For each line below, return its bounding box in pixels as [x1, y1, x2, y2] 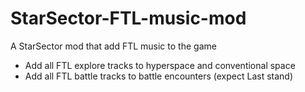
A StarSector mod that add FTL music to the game [10, 40, 217, 52]
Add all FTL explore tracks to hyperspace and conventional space [24, 59, 296, 71]
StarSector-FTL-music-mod [10, 7, 247, 30]
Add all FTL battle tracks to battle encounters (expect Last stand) [24, 70, 294, 82]
